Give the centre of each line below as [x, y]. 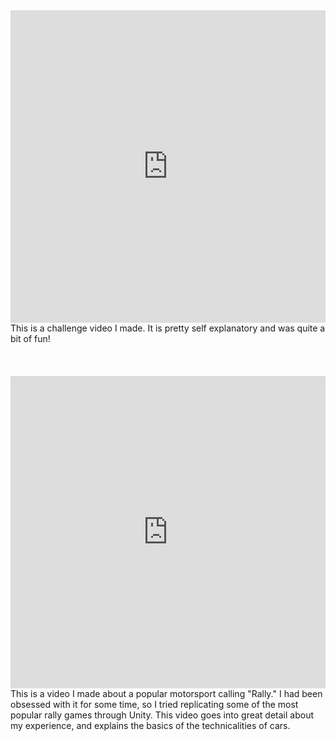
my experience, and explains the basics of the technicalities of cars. [150, 725]
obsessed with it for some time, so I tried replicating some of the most [154, 704]
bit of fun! [30, 338]
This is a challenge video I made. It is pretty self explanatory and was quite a [168, 328]
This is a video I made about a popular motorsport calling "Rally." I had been [166, 693]
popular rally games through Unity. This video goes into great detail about [162, 715]
